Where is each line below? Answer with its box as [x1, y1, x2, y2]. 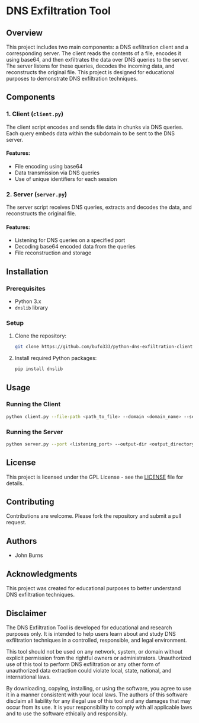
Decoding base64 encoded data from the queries [14, 243, 136, 250]
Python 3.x [14, 298, 41, 305]
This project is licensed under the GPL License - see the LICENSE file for [6, 473, 184, 480]
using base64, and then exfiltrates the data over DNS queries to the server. [6, 56, 190, 63]
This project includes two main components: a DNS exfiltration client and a [6, 43, 188, 50]
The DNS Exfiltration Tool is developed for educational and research [6, 624, 172, 631]
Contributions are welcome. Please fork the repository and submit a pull [6, 512, 182, 520]
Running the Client [6, 400, 61, 409]
